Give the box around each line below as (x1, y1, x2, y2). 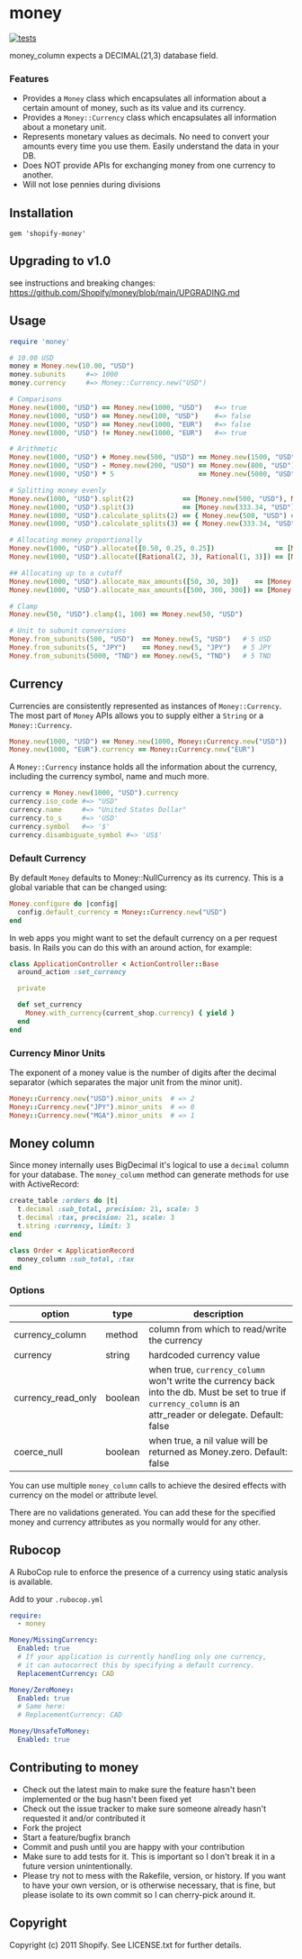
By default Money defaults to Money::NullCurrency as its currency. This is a (9, 872, 284, 883)
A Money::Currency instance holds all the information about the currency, (9, 761, 278, 772)
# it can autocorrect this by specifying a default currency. (17, 1661, 255, 1670)
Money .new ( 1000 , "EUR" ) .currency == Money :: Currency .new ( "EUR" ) (9, 745, 255, 754)
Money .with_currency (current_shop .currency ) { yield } (25, 1008, 235, 1018)
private (17, 984, 47, 993)
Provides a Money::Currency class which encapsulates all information (22, 112, 277, 123)
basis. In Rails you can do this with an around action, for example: (9, 942, 253, 952)
